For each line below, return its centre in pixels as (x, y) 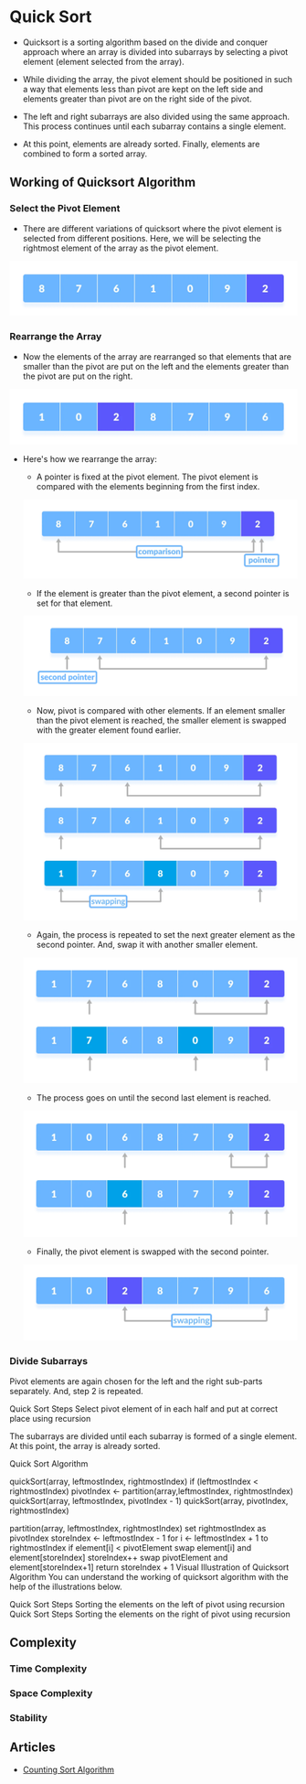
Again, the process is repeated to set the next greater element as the (166, 935)
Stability (29, 1717)
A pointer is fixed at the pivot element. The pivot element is (147, 477)
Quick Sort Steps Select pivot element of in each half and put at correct (144, 1408)
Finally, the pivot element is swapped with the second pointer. (153, 1252)
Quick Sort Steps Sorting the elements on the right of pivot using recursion (150, 1614)
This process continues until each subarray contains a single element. (154, 126)
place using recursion (50, 1418)
